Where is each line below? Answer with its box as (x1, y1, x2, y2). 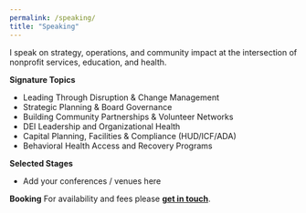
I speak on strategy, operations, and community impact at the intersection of (9, 46, 298, 57)
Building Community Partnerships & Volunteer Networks (22, 111, 234, 122)
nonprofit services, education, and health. (9, 56, 167, 67)
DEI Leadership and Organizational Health (22, 120, 181, 132)
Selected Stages (9, 157, 73, 168)
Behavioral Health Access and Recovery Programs (22, 140, 213, 151)
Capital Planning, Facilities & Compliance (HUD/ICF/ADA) (22, 130, 237, 141)
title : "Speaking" (9, 22, 79, 31)
